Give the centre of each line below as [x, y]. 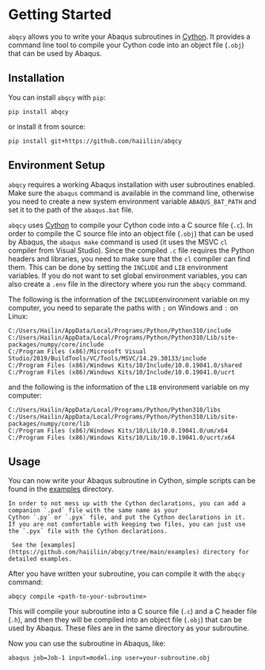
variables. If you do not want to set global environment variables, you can [128, 276]
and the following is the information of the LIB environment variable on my [129, 386]
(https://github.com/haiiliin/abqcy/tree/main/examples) [104, 552]
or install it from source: [47, 126]
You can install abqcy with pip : [57, 97]
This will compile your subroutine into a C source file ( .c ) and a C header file [132, 611]
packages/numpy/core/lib [49, 424]
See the [24, 545]
